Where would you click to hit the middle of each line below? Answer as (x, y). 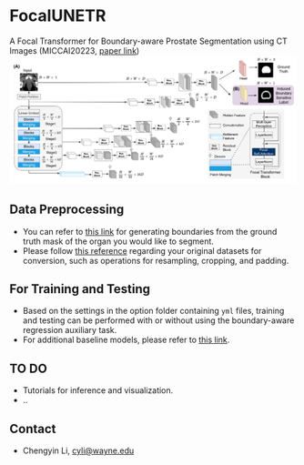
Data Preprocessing (67, 210)
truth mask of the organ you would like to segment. (118, 241)
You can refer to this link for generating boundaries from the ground (150, 231)
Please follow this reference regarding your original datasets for (142, 250)
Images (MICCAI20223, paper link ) (75, 50)
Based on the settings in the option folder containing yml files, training (153, 311)
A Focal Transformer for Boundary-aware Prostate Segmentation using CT (149, 41)
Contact (33, 429)
